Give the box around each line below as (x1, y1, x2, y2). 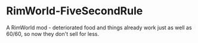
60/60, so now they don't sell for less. (6, 30, 100, 37)
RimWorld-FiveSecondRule (6, 4, 143, 18)
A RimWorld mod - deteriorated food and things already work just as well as (6, 24, 192, 31)
